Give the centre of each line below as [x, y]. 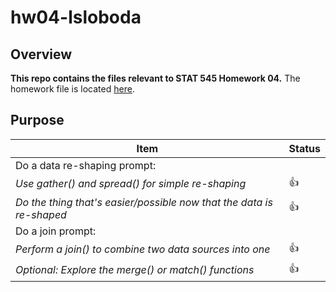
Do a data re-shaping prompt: [86, 165]
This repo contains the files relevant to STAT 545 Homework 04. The [155, 78]
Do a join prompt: [56, 231]
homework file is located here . [72, 89]
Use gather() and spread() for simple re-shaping [131, 184]
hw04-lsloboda [76, 17]
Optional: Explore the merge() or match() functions [135, 270]
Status [304, 148]
